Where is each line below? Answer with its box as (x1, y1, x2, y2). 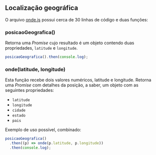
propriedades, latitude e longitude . (5, 45, 78, 51)
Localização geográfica (5, 4, 78, 12)
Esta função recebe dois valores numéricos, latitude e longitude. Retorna (5, 77, 152, 83)
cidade (12, 108, 26, 113)
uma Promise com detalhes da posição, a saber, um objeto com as (5, 82, 139, 88)
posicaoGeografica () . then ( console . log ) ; (5, 54, 89, 60)
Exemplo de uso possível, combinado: (5, 127, 81, 133)
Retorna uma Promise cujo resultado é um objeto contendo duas (5, 40, 135, 46)
